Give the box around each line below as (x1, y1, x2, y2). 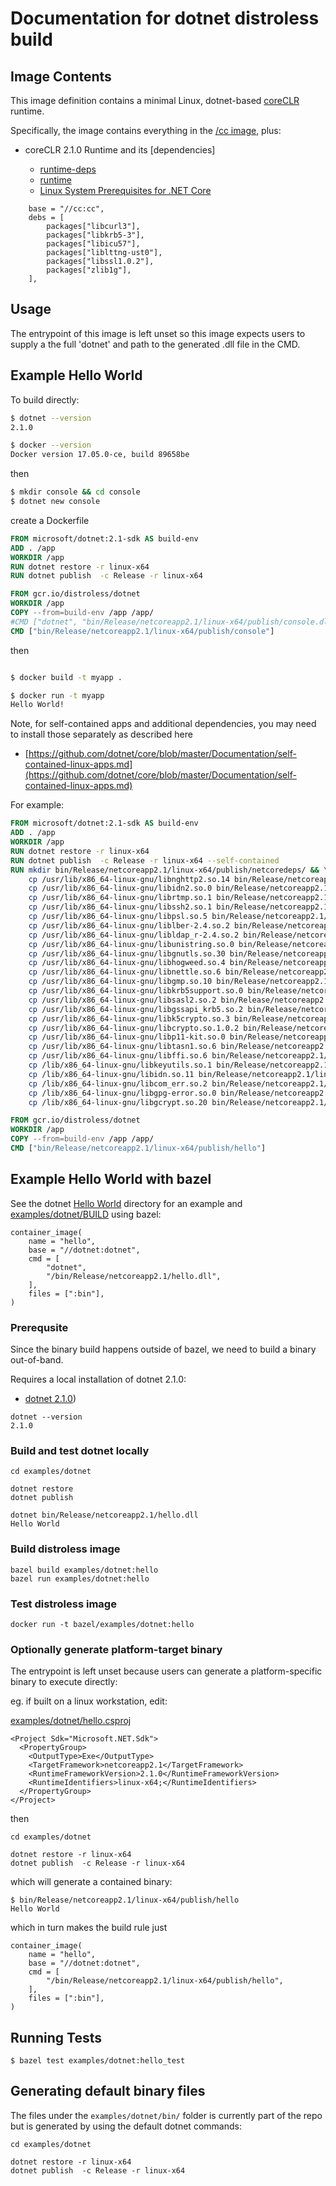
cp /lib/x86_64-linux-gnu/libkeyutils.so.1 (28, 1060, 213, 1070)
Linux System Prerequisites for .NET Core (39, 185, 212, 196)
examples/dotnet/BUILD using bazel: (10, 1208, 162, 1220)
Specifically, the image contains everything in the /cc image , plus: (10, 125, 282, 136)
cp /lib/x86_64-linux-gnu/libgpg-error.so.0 (28, 1088, 217, 1098)
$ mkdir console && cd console (10, 487, 141, 497)
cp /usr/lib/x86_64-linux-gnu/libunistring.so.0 (28, 939, 235, 949)
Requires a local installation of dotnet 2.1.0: (10, 1373, 187, 1385)
